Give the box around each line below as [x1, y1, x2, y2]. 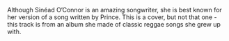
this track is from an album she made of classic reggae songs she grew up [7, 20, 221, 28]
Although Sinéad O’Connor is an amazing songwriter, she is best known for [7, 6, 223, 14]
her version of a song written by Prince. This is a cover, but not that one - [7, 13, 217, 21]
